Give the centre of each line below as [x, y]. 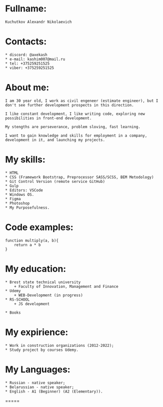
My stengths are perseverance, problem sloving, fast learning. [73, 127]
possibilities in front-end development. [49, 118]
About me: [27, 88]
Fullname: [26, 9]
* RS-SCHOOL [17, 299]
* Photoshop [17, 203]
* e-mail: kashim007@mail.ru [35, 59]
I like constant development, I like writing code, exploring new [75, 114]
